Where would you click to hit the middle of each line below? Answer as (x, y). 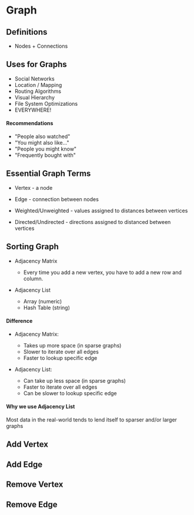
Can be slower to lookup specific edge (70, 393)
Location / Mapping (38, 85)
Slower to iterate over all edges (61, 352)
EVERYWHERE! (33, 110)
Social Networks (34, 78)
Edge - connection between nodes (56, 199)
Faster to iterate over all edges (60, 387)
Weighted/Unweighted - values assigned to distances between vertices (101, 210)
